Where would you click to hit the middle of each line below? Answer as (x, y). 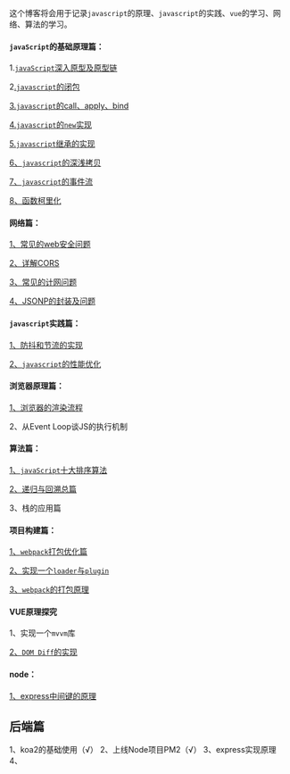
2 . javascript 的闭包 (45, 87)
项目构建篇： (33, 530)
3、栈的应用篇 (35, 508)
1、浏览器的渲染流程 (46, 407)
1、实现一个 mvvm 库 (42, 633)
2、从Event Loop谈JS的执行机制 (68, 426)
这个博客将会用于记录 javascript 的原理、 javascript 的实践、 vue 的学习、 (141, 13)
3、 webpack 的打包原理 (49, 590)
